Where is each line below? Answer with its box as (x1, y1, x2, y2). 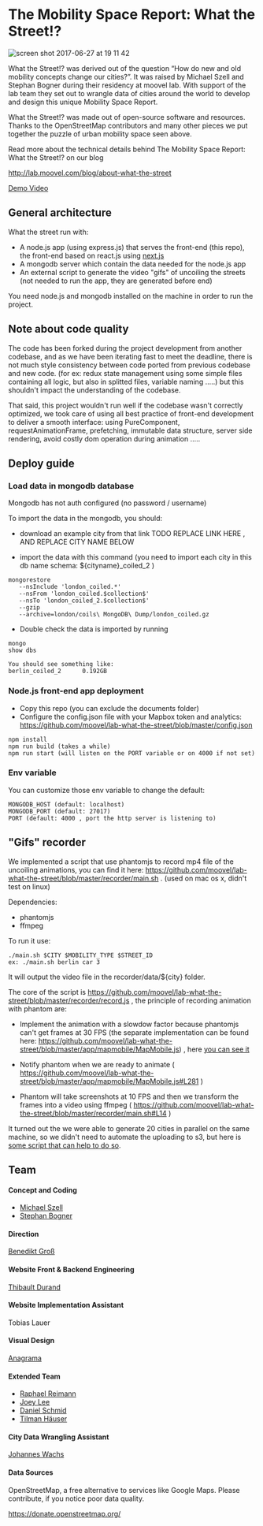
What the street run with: (8, 227, 89, 236)
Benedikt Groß (8, 1247, 55, 1256)
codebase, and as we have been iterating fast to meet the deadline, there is (8, 352, 253, 361)
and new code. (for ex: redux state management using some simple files (8, 368, 243, 378)
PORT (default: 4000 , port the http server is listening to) (8, 814, 217, 822)
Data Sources (8, 1468, 54, 1477)
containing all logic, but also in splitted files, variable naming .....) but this (8, 377, 244, 386)
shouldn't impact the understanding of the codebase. (8, 385, 181, 395)
